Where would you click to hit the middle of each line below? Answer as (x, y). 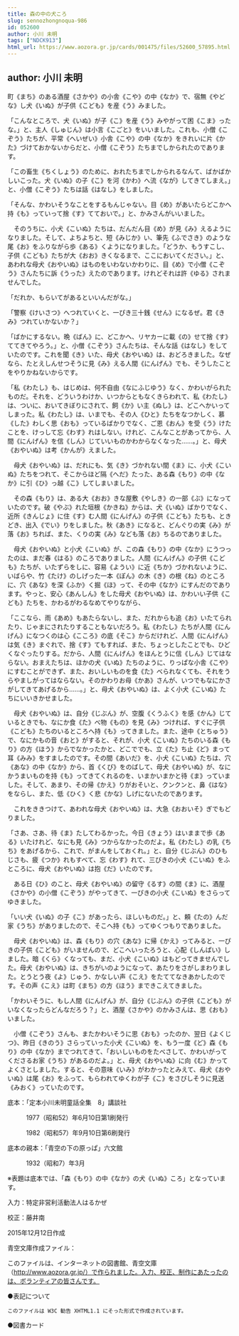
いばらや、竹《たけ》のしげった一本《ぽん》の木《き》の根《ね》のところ (116, 576)
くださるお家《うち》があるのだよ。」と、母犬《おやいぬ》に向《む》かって (118, 1060)
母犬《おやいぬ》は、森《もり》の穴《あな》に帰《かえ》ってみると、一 (119, 940)
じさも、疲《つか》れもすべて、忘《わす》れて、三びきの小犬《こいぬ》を (116, 859)
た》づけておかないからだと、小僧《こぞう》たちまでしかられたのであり (113, 147)
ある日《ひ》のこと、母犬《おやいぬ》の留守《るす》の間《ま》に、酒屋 (119, 883)
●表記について (29, 1296)
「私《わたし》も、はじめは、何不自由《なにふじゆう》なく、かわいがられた (119, 387)
